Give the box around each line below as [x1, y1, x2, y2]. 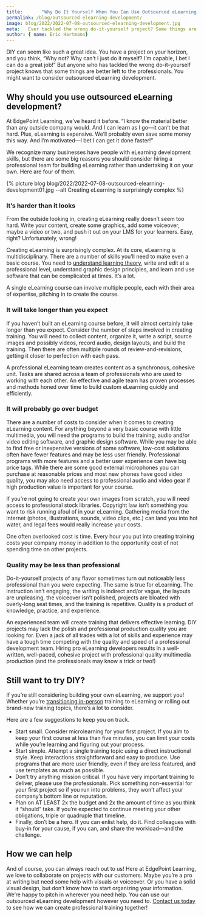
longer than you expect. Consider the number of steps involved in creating [6, 326, 192, 333]
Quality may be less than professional [6, 560, 120, 569]
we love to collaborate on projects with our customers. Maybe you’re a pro [6, 871, 192, 879]
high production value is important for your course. [6, 483, 134, 490]
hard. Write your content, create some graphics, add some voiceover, [6, 221, 180, 229]
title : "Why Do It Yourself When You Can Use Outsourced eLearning [6, 9, 197, 15]
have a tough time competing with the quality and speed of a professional [6, 638, 191, 646]
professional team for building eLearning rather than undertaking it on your [6, 161, 194, 169]
